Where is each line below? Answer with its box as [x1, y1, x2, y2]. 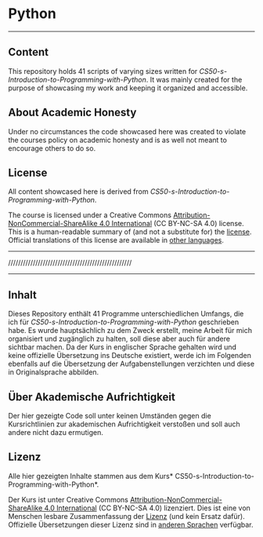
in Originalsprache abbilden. [8, 367, 99, 377]
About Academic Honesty [8, 106, 137, 119]
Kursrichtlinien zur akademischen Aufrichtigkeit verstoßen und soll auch [8, 419, 240, 429]
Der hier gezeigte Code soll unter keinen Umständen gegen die [8, 411, 211, 420]
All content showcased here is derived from [8, 187, 149, 196]
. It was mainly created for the [146, 75, 243, 84]
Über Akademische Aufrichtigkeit [8, 390, 176, 404]
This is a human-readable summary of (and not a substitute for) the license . [8, 227, 252, 236]
